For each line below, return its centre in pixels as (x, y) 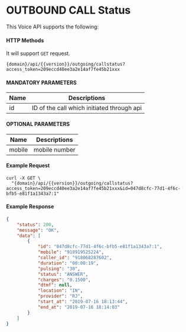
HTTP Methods (25, 40)
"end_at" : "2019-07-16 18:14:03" (79, 307)
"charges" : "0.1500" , (64, 280)
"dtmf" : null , (55, 285)
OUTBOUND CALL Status (68, 10)
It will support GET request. (38, 53)
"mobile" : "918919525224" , (71, 252)
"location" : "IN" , (60, 291)
